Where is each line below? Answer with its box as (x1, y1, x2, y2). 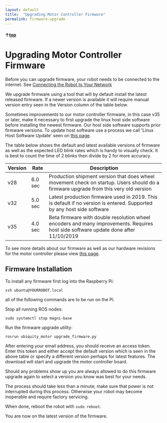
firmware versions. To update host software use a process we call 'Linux (5, 127, 154, 133)
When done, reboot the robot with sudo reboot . (5, 403, 102, 409)
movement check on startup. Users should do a (49, 179, 160, 186)
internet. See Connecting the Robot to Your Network (5, 82, 112, 87)
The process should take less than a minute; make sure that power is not (5, 383, 154, 389)
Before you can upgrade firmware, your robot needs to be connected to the (5, 76, 160, 82)
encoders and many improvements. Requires (49, 220, 153, 227)
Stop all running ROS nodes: (5, 306, 63, 312)
